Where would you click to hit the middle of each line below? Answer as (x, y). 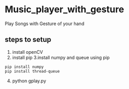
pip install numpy (24, 67)
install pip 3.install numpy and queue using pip (61, 57)
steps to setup (28, 40)
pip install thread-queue (32, 71)
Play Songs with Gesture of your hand (45, 24)
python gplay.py (29, 81)
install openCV (28, 52)
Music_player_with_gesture (64, 9)
